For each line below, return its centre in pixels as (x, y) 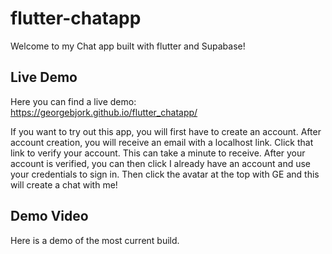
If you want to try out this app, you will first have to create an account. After (166, 131)
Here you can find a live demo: (73, 101)
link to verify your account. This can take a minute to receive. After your (158, 153)
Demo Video (49, 216)
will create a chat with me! (64, 184)
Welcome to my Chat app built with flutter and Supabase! (128, 46)
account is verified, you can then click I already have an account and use (160, 163)
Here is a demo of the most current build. (95, 240)
